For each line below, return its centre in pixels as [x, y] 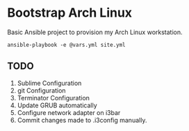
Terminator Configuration [54, 98]
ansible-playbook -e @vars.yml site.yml [67, 45]
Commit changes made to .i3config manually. [82, 120]
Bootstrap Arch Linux [70, 13]
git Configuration [41, 90]
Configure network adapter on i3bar [69, 112]
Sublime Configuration [49, 83]
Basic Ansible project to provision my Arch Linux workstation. [95, 32]
